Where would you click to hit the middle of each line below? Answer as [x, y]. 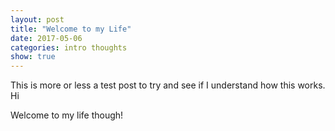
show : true [33, 57]
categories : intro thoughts [69, 47]
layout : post [37, 19]
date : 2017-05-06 [46, 38]
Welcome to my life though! [67, 115]
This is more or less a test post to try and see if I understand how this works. [168, 85]
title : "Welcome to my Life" [71, 29]
